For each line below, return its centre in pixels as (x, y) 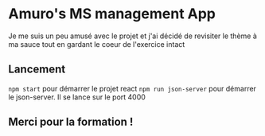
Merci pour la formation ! (71, 122)
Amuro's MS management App (112, 14)
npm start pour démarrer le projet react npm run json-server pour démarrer (132, 88)
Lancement (37, 70)
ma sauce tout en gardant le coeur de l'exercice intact (97, 44)
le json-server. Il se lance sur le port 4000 (77, 97)
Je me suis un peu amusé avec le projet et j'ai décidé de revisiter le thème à (132, 36)
